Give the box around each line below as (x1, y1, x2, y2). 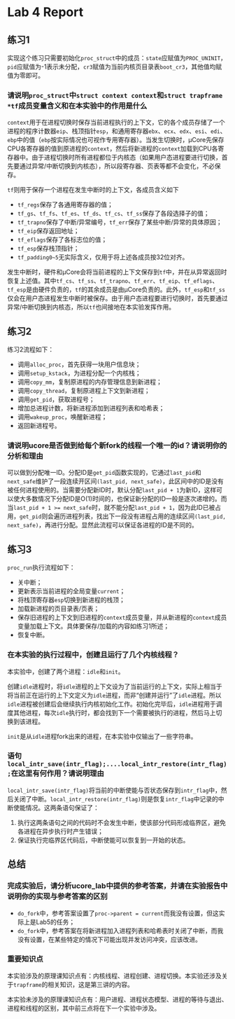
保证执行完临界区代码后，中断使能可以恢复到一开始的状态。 (17, 836, 190, 844)
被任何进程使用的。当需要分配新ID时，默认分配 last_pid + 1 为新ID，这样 (7, 486, 217, 494)
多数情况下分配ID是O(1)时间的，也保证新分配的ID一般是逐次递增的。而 (25, 494, 227, 503)
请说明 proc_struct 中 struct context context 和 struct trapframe (7, 90, 223, 100)
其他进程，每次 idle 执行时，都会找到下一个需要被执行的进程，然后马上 (13, 708, 216, 716)
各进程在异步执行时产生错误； (17, 827, 104, 836)
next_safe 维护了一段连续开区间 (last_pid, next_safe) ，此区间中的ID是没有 (7, 477, 224, 485)
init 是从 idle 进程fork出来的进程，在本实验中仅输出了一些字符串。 (7, 732, 197, 740)
